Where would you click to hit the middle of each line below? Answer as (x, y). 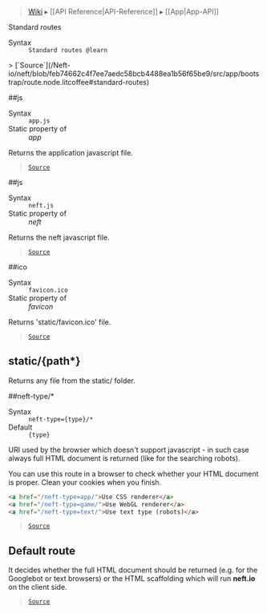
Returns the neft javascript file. (59, 237)
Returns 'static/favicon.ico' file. (60, 322)
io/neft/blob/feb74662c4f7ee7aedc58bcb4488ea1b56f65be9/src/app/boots (134, 74)
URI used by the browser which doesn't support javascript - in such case (129, 450)
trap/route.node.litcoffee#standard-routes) (79, 82)
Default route (42, 551)
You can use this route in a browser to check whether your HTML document (133, 474)
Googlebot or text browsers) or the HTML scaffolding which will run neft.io (132, 579)
